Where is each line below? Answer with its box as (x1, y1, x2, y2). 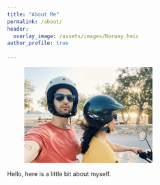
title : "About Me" (7, 11, 59, 18)
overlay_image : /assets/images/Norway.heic (13, 33, 139, 40)
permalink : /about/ (7, 18, 63, 25)
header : (7, 25, 29, 32)
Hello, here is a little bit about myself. (7, 170, 111, 177)
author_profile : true (7, 40, 69, 47)
